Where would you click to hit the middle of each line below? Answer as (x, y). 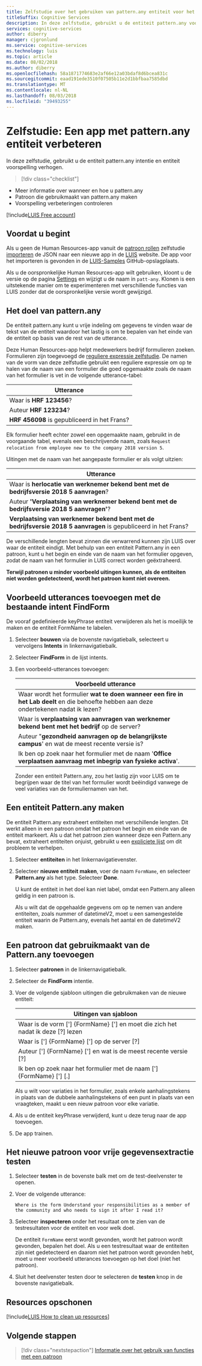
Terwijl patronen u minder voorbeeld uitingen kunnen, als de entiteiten (96, 572)
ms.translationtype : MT (36, 85)
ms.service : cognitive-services (47, 46)
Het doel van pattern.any (54, 311)
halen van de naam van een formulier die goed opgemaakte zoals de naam (99, 369)
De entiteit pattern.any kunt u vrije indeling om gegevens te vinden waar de (99, 325)
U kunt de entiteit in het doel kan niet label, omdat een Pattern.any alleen (105, 889)
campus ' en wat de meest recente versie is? (81, 744)
